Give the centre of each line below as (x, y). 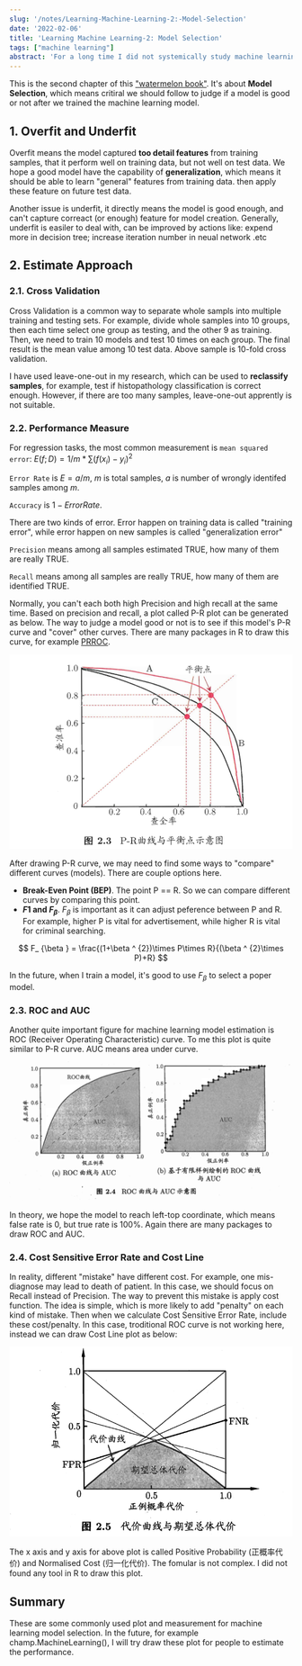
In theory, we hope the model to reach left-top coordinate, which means (142, 1215)
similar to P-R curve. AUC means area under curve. (104, 1049)
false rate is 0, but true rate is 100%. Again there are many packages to (141, 1225)
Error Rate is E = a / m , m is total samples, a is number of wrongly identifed (148, 478)
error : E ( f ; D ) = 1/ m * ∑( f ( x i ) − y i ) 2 (71, 459)
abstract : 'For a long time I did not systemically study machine (136, 57)
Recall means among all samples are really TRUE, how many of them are (144, 577)
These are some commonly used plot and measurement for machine (136, 1623)
